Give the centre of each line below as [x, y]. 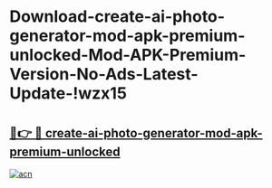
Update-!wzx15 [68, 94]
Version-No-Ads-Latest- [104, 75]
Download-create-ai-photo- [117, 17]
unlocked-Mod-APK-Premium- [128, 55]
